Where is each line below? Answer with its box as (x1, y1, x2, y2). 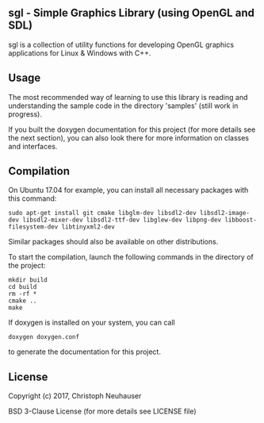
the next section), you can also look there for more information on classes (8, 133, 250, 142)
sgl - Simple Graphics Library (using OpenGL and (8, 6, 255, 20)
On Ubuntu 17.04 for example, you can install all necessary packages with (8, 186, 249, 195)
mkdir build (8, 276, 48, 284)
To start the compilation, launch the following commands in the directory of (8, 252, 254, 262)
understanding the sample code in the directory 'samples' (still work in (8, 101, 239, 110)
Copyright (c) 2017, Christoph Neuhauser (8, 391, 142, 401)
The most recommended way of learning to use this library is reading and (8, 92, 248, 102)
